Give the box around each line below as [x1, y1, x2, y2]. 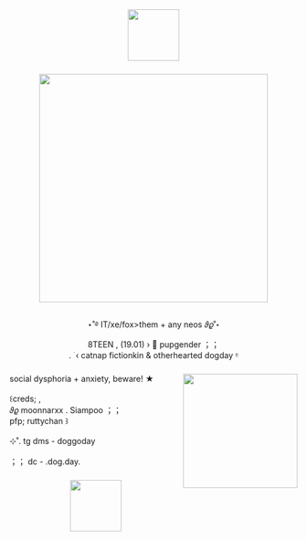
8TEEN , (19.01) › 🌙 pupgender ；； [87, 338, 220, 350]
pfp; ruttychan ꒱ [9, 415, 69, 426]
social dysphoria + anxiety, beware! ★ [9, 373, 154, 384]
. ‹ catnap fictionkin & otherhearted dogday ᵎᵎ [68, 349, 239, 360]
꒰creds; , [9, 393, 41, 404]
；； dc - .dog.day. [9, 456, 80, 467]
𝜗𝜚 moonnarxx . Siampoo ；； [9, 404, 122, 415]
